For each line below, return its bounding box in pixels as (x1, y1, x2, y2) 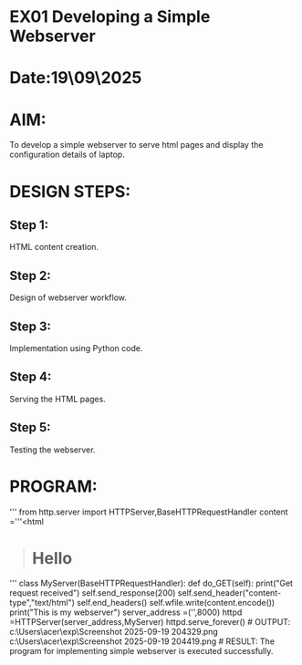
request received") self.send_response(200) (9, 587, 176, 598)
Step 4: (9, 369, 52, 385)
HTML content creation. (9, 242, 99, 253)
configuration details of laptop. (9, 149, 125, 161)
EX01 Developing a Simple (9, 6, 211, 27)
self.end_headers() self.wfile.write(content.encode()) (76, 597, 276, 608)
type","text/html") (9, 597, 76, 608)
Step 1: (9, 217, 49, 233)
